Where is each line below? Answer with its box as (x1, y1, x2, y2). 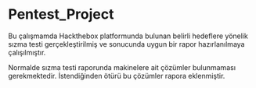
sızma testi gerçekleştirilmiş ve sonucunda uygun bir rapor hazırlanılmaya (8, 39, 245, 48)
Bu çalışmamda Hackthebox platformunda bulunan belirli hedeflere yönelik (8, 31, 248, 40)
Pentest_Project (8, 5, 114, 23)
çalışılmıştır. (8, 48, 46, 57)
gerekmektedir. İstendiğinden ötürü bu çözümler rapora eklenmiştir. (8, 71, 225, 80)
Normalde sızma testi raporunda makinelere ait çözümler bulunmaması (8, 62, 236, 72)
